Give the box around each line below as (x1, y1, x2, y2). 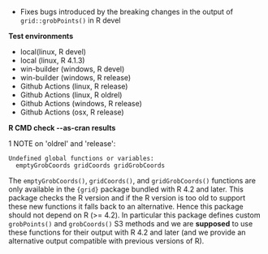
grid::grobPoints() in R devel (19, 15, 121, 25)
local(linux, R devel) (19, 47, 87, 56)
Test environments (8, 32, 74, 41)
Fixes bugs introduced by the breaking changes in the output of (19, 7, 234, 16)
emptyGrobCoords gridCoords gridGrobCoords (15, 161, 165, 170)
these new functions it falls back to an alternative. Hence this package (8, 202, 244, 211)
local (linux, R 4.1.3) (19, 56, 85, 65)
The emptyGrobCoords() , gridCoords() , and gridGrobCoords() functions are (8, 176, 256, 185)
